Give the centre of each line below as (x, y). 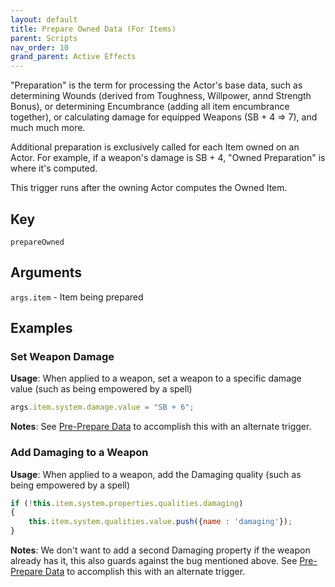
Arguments (46, 272)
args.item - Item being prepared (77, 297)
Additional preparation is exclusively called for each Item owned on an (155, 147)
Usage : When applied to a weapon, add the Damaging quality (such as (156, 474)
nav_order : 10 (40, 47)
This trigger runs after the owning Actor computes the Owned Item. (149, 188)
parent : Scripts (44, 38)
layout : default (44, 19)
